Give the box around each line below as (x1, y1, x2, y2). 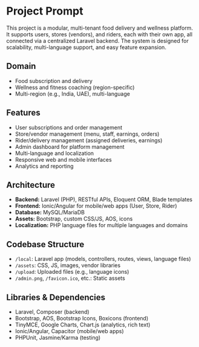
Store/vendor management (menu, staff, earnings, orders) (15, 130, 160, 137)
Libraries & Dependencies (6, 292, 106, 302)
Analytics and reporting (15, 162, 74, 170)
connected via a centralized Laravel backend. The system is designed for (6, 37, 189, 44)
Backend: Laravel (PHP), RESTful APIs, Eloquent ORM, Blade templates (15, 196, 192, 203)
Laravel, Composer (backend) (15, 308, 90, 316)
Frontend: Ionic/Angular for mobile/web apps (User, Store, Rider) (15, 202, 177, 210)
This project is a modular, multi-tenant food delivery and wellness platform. (6, 24, 194, 31)
